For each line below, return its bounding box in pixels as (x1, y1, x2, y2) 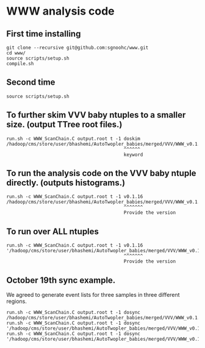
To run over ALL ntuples (6, 226, 99, 236)
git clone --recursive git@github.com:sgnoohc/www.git (6, 44, 149, 51)
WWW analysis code (6, 4, 115, 18)
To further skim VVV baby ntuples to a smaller (6, 110, 186, 120)
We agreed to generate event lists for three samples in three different (6, 291, 180, 299)
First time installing (6, 29, 81, 39)
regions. (6, 297, 27, 305)
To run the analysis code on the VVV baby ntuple (6, 168, 196, 179)
